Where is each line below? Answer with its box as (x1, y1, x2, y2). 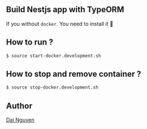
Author (6, 101, 32, 111)
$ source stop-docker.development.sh (6, 84, 99, 90)
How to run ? (6, 38, 54, 47)
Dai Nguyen (6, 117, 35, 123)
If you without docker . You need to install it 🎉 (6, 20, 113, 27)
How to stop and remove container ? (6, 69, 142, 79)
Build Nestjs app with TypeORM (6, 5, 125, 15)
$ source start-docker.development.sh (6, 53, 101, 59)
